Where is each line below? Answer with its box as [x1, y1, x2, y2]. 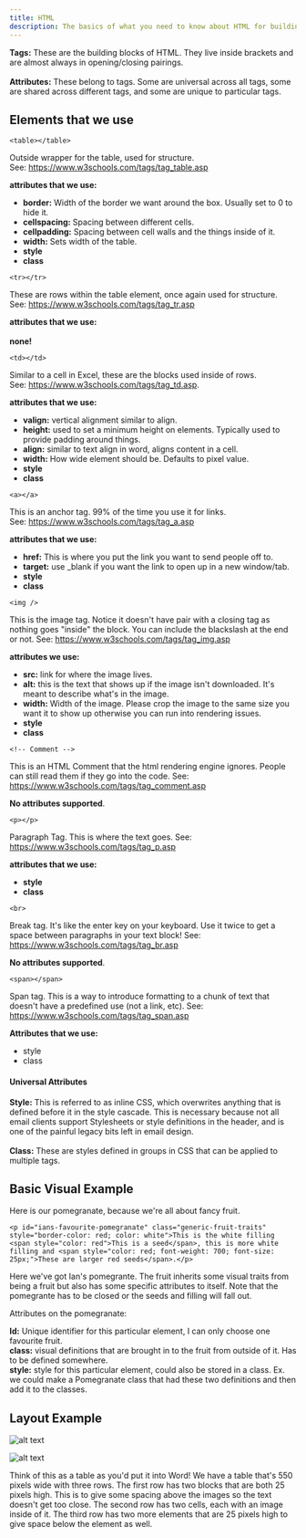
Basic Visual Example [9, 1181, 134, 1197]
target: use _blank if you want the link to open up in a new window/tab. [22, 561, 290, 572]
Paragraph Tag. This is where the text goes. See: [9, 832, 193, 842]
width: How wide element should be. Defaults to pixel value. [22, 454, 250, 465]
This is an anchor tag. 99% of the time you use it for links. [9, 507, 227, 518]
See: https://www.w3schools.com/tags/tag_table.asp [9, 162, 209, 173]
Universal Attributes [9, 1076, 88, 1087]
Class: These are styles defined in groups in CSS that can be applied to [9, 1145, 278, 1156]
